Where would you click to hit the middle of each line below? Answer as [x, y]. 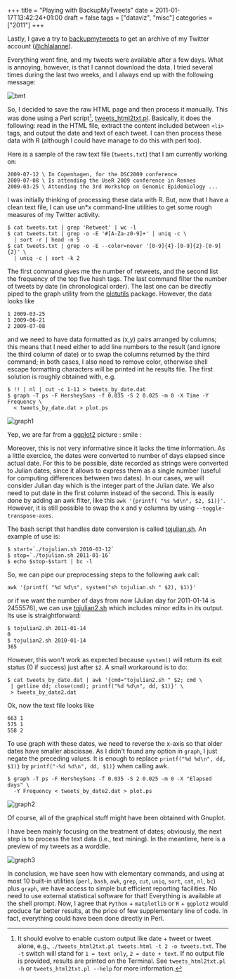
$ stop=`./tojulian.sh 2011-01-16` [59, 555]
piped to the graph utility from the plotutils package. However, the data [110, 294]
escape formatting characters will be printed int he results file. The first [110, 369]
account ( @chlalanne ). [40, 46]
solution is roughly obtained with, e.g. [61, 376]
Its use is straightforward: [44, 615]
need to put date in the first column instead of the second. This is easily [111, 493]
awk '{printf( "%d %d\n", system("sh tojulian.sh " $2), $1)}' [102, 587]
